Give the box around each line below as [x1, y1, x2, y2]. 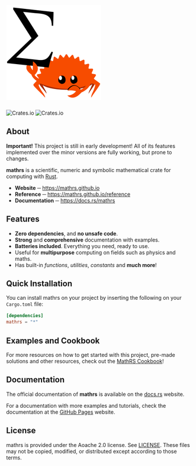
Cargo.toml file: [6, 300, 43, 308]
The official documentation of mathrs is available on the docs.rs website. [6, 391, 185, 398]
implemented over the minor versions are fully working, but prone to [6, 148, 172, 156]
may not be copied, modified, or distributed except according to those [6, 448, 177, 455]
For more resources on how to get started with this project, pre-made [6, 351, 176, 358]
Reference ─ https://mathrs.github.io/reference [14, 191, 131, 198]
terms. [6, 454, 22, 461]
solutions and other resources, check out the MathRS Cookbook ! [6, 357, 164, 364]
